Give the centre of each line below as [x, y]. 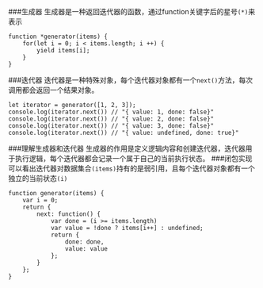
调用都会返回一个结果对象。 [53, 90]
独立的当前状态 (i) [38, 178]
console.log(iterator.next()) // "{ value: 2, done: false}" [111, 119]
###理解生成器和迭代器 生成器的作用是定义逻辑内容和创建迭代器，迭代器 [127, 148]
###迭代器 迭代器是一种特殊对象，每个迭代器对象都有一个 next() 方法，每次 [131, 80]
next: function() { [69, 214]
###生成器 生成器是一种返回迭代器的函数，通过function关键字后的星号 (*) [128, 12]
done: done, [84, 242]
